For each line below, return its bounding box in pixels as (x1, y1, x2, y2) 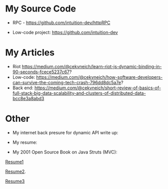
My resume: (12, 139, 38, 145)
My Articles (5, 47, 55, 58)
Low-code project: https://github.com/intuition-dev (12, 29, 118, 35)
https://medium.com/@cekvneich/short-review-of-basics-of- (34, 85, 161, 91)
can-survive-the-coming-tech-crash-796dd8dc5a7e (12, 79, 121, 85)
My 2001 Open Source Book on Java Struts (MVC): (12, 149, 118, 155)
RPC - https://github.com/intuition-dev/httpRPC (12, 20, 110, 26)
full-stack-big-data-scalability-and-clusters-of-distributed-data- (12, 90, 146, 96)
